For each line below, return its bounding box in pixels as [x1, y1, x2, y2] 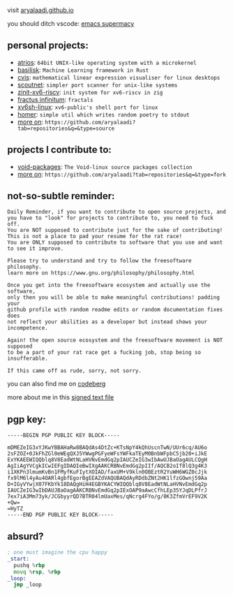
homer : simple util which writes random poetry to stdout [17, 110, 190, 118]
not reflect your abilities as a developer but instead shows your [7, 318, 208, 325]
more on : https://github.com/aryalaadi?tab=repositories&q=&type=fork [17, 170, 227, 178]
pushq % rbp [13, 561, 45, 568]
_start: [7, 555, 30, 562]
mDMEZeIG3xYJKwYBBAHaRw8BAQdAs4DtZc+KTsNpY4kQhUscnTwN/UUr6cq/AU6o [7, 444, 208, 451]
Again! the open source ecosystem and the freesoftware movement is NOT [7, 337, 223, 344]
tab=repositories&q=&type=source [17, 125, 115, 132]
